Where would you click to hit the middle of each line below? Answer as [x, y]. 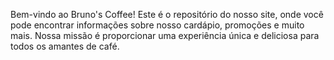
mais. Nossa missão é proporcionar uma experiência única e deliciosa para [165, 35]
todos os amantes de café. [65, 46]
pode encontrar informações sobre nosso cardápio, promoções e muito [157, 25]
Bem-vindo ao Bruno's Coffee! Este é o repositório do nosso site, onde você [167, 14]
